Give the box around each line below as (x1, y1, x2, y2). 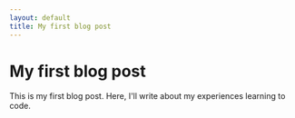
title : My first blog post (9, 22, 112, 31)
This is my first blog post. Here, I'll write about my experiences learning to (9, 91, 286, 102)
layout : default (9, 13, 71, 23)
